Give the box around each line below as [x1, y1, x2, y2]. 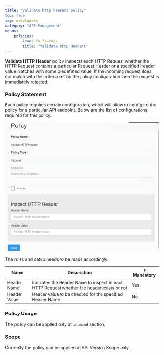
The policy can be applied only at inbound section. [5, 321, 106, 327]
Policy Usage [5, 310, 37, 317]
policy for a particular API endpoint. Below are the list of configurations [5, 107, 148, 113]
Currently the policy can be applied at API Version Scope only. [5, 344, 130, 350]
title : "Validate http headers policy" [5, 8, 86, 13]
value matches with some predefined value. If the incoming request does [5, 68, 152, 74]
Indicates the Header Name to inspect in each [32, 279, 124, 285]
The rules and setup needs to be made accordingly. [5, 256, 109, 262]
